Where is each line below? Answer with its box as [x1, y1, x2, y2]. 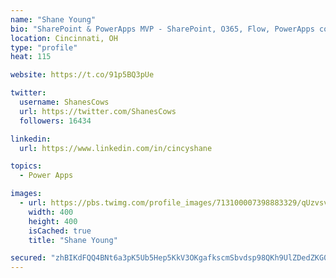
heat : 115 [10, 52, 52, 62]
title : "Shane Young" [28, 235, 118, 245]
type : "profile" [10, 42, 78, 53]
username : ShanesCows [19, 97, 110, 107]
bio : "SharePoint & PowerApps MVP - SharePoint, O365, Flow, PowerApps [10, 24, 315, 34]
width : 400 [28, 207, 74, 217]
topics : [10, 161, 43, 171]
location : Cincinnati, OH [10, 33, 118, 43]
